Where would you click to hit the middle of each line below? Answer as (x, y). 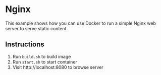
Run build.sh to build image (42, 56)
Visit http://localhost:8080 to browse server (58, 67)
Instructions (25, 45)
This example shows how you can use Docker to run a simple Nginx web (81, 23)
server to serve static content (36, 28)
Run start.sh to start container (45, 62)
